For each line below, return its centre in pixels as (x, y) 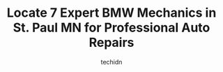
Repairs (111, 43)
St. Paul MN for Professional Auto (111, 28)
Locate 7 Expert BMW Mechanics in (111, 13)
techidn (111, 62)
